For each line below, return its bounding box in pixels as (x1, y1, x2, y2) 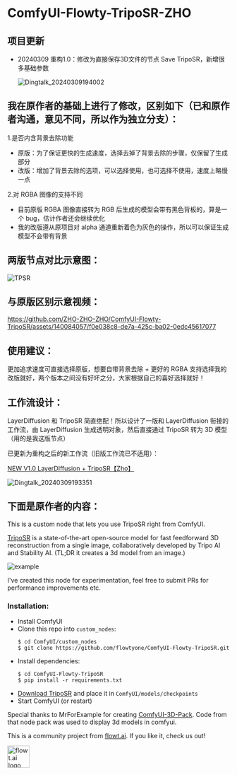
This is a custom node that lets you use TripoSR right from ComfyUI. (7, 520, 206, 528)
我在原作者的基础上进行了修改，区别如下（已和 (7, 100, 212, 112)
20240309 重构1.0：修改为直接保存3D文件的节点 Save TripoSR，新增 (17, 55, 219, 63)
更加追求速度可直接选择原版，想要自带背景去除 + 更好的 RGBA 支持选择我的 (7, 365, 227, 373)
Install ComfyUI (17, 617, 63, 626)
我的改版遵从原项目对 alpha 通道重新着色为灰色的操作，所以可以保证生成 (17, 223, 229, 231)
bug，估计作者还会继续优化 (25, 214, 106, 222)
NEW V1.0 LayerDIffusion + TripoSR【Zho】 (7, 465, 135, 473)
